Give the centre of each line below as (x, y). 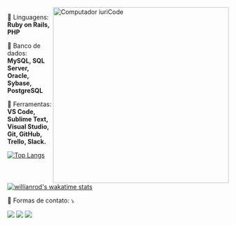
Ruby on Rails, (28, 25)
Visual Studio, (28, 127)
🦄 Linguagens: (28, 17)
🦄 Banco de (24, 46)
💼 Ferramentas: (29, 104)
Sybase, (20, 83)
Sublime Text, (28, 119)
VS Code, (21, 111)
